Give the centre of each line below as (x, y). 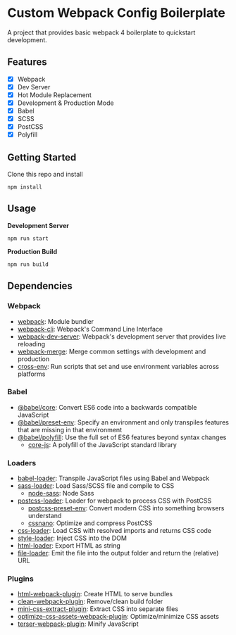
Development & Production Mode (66, 103)
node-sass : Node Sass (61, 493)
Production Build (32, 251)
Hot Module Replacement (54, 95)
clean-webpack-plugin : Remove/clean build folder (90, 602)
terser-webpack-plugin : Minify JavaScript (78, 624)
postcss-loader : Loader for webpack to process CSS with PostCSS (114, 501)
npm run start (28, 238)
